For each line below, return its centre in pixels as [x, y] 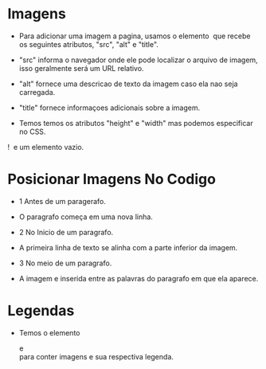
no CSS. [32, 132]
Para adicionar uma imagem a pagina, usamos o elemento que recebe [135, 36]
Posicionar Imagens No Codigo [112, 179]
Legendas [41, 311]
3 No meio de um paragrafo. [65, 263]
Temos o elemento [49, 332]
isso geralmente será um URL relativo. [81, 68]
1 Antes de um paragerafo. [63, 201]
